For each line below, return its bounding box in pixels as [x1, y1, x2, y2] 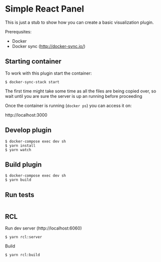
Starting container [5, 57, 62, 66]
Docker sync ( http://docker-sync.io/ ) [12, 43, 86, 49]
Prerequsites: [5, 29, 32, 34]
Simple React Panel [5, 3, 84, 15]
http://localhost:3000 [5, 112, 48, 118]
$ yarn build [5, 178, 32, 183]
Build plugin [5, 160, 42, 169]
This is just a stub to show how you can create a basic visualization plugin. [5, 19, 154, 25]
